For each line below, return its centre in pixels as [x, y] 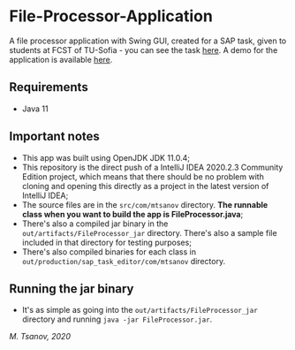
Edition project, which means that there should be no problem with [143, 176]
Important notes [54, 137]
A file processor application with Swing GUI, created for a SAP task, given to [148, 41]
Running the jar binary [72, 289]
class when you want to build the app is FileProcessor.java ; [132, 214]
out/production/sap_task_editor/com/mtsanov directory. [124, 261]
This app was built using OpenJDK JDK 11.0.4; [106, 157]
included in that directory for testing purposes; [107, 242]
